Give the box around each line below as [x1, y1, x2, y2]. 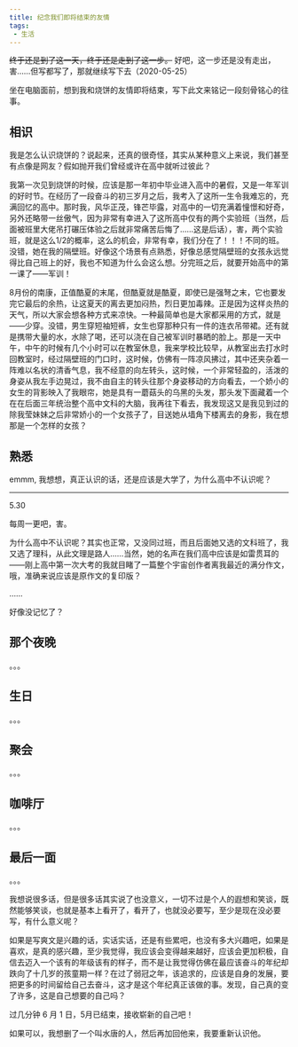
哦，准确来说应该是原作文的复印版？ [9, 571, 142, 581]
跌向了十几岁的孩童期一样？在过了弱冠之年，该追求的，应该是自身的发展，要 [9, 968, 289, 979]
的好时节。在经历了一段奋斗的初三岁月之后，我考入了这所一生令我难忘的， [9, 191, 281, 201]
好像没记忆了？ [9, 607, 64, 617]
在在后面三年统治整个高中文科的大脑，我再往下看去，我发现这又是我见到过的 [9, 398, 289, 409]
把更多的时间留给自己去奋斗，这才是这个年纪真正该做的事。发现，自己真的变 [9, 980, 289, 990]
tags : [9, 21, 29, 30]
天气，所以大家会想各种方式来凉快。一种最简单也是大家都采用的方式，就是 [9, 310, 281, 320]
